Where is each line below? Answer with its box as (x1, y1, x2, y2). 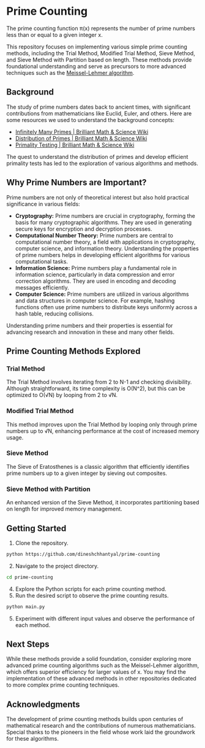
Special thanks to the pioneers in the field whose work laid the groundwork (6, 728, 196, 736)
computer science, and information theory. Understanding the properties (15, 244, 199, 252)
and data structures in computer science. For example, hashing (15, 296, 175, 304)
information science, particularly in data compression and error (15, 271, 175, 278)
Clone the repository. (15, 539, 69, 547)
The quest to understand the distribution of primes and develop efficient (6, 153, 188, 160)
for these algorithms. (6, 735, 59, 742)
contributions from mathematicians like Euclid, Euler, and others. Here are (6, 109, 192, 117)
